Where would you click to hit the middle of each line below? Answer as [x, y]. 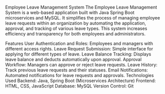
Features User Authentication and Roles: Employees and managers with [79, 43]
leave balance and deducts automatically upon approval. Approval [73, 59]
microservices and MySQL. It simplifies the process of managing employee [83, 18]
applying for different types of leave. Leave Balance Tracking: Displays [78, 54]
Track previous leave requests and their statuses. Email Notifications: [76, 70]
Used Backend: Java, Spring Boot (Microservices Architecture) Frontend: [81, 80]
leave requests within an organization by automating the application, [76, 23]
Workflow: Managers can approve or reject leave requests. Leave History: [81, 65]
